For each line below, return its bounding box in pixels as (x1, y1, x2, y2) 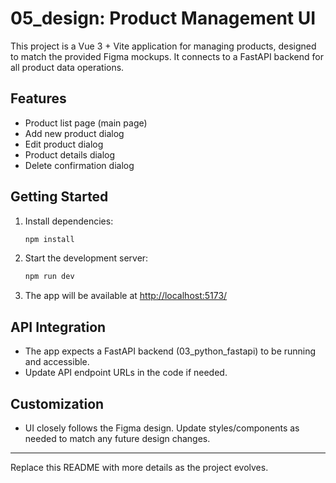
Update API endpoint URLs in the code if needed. (24, 367, 228, 379)
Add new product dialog (24, 127, 125, 139)
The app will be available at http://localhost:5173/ (24, 290, 228, 302)
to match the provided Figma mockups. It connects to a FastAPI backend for (10, 50, 324, 62)
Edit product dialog (24, 138, 104, 150)
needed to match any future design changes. (24, 432, 211, 444)
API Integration (10, 318, 107, 336)
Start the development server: (24, 252, 149, 264)
